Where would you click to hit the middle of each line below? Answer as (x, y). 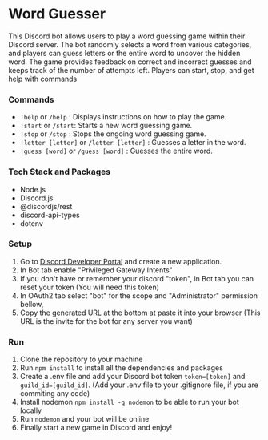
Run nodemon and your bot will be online (84, 419)
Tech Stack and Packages (59, 172)
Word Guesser (57, 14)
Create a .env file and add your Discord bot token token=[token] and (132, 377)
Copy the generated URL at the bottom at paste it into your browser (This (140, 313)
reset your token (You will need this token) (90, 287)
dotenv (32, 223)
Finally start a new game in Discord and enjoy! (96, 428)
